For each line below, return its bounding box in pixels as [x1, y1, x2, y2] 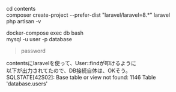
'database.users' [6, 80, 48, 87]
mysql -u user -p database [6, 36, 72, 42]
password [20, 47, 46, 54]
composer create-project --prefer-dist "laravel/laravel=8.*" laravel [6, 11, 170, 19]
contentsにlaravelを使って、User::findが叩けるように [6, 60, 137, 66]
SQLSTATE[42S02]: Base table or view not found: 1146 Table [6, 74, 156, 81]
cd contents [6, 5, 36, 12]
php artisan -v [6, 18, 41, 24]
